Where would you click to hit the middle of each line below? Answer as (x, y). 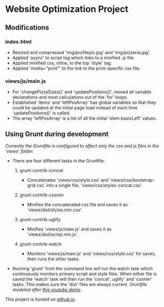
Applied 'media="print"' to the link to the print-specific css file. (76, 68)
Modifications (27, 28)
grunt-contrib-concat (41, 170)
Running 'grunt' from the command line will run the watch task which (82, 268)
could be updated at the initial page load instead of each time (75, 108)
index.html (18, 42)
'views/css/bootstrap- (132, 180)
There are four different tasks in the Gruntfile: (58, 160)
